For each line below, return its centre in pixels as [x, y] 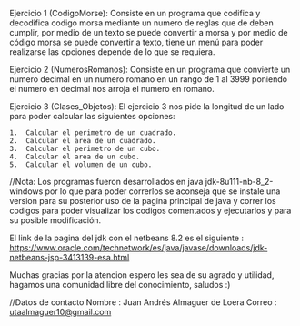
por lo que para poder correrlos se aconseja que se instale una [163, 191]
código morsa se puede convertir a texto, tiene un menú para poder [136, 42]
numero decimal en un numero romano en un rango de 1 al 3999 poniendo [149, 79]
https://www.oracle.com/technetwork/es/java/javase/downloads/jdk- [139, 248]
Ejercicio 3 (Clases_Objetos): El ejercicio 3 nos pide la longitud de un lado [147, 107]
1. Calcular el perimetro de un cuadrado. [93, 133]
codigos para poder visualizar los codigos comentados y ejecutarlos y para [150, 210]
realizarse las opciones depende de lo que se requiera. [112, 52]
